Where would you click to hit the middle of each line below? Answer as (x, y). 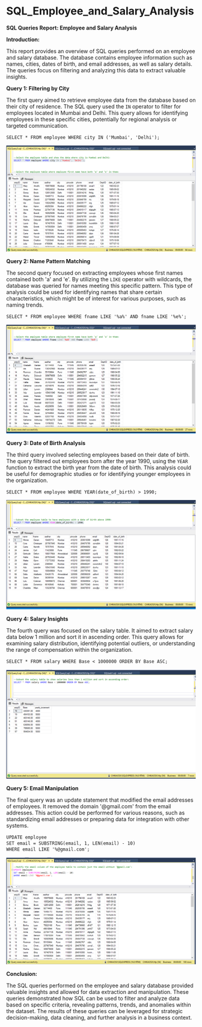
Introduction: (23, 39)
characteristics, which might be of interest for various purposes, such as (96, 299)
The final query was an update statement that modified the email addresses (100, 800)
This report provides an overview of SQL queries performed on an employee (101, 51)
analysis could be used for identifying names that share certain (84, 292)
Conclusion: (22, 974)
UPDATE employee (26, 838)
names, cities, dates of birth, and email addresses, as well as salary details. (99, 64)
